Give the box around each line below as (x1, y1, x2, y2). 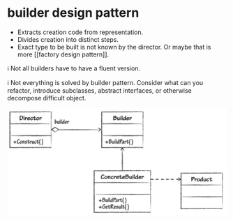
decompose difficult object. (7, 93, 87, 102)
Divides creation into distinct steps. (17, 35, 119, 43)
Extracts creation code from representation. (17, 28, 144, 36)
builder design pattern (7, 5, 140, 21)
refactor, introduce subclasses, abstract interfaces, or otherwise (7, 86, 192, 95)
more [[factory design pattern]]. (17, 50, 110, 59)
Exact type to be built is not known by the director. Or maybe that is (17, 43, 211, 51)
